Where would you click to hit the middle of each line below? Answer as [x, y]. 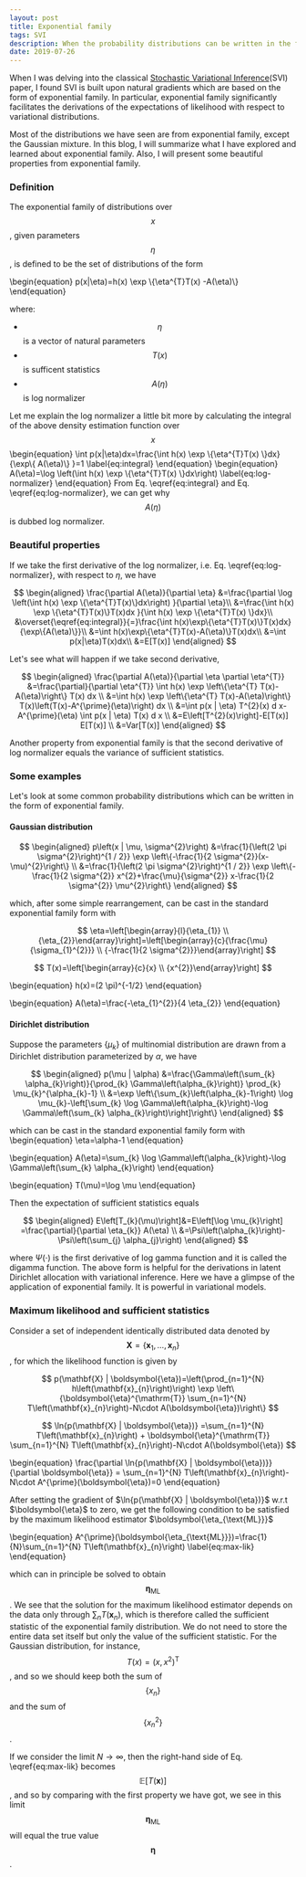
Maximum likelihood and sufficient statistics [110, 1311]
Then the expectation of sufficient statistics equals [104, 1203]
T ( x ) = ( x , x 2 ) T [153, 1661]
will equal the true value [54, 1835]
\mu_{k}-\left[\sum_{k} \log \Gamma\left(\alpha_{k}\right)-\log [153, 1103]
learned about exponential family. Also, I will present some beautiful [137, 154]
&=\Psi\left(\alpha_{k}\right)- [232, 1230]
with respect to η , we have [107, 575]
